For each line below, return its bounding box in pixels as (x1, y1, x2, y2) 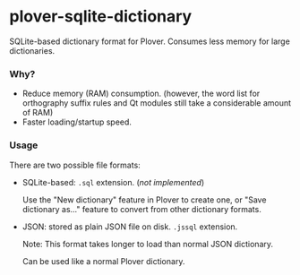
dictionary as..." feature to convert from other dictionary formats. (21, 203, 261, 214)
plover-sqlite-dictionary (9, 6, 193, 27)
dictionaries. (9, 45, 56, 56)
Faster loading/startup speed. (21, 116, 133, 127)
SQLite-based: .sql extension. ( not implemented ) (21, 176, 204, 187)
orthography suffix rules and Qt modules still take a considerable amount (21, 98, 292, 108)
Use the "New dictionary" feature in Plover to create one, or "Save (21, 194, 267, 205)
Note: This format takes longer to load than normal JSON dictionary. (21, 238, 274, 249)
